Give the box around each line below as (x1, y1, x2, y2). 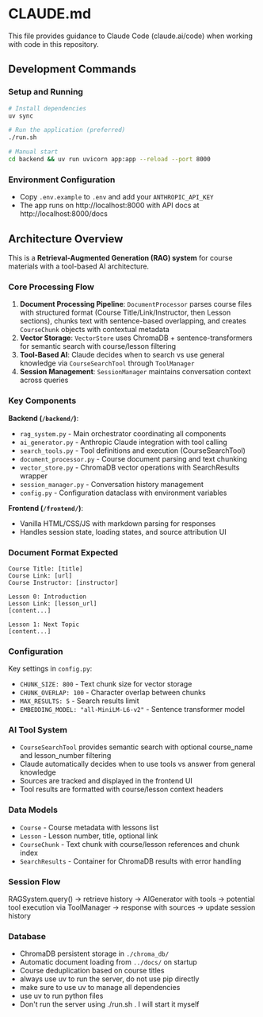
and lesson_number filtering (19, 751, 112, 760)
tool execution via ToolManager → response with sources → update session (8, 903, 256, 912)
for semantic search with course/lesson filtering (19, 342, 177, 351)
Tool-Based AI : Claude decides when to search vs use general (19, 350, 225, 360)
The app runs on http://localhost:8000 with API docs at (19, 200, 200, 211)
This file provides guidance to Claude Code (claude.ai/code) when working (8, 31, 253, 41)
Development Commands (8, 63, 137, 76)
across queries (19, 375, 69, 385)
